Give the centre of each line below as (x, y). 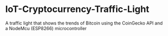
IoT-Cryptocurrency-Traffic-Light (77, 9)
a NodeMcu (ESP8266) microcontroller (46, 28)
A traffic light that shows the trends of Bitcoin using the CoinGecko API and (84, 23)
